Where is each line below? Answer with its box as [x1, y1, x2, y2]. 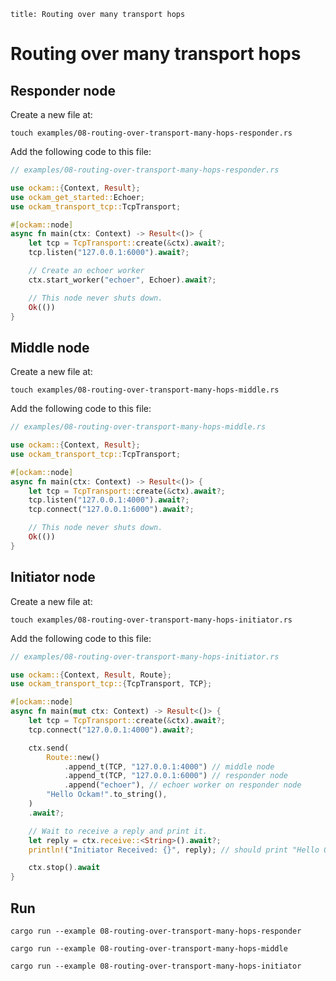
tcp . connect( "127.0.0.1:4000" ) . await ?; [28, 725, 195, 735]
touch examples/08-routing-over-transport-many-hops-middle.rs [10, 385, 280, 395]
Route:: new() [46, 752, 101, 762]
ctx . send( [28, 743, 70, 753]
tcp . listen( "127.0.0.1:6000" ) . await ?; [28, 248, 190, 258]
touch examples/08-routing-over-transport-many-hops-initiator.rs [10, 615, 293, 625]
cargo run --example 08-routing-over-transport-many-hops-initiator [10, 961, 302, 971]
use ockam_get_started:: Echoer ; [10, 192, 145, 202]
